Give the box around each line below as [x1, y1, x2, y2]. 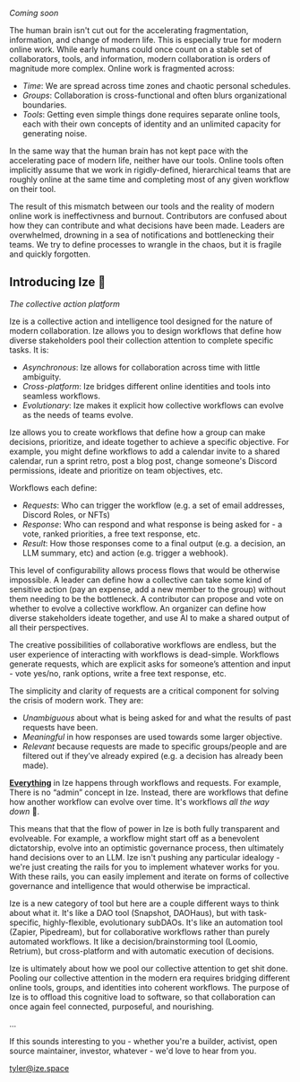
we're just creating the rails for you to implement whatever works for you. [9, 861, 280, 872]
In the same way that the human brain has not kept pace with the [9, 145, 249, 156]
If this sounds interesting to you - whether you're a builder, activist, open [9, 1035, 278, 1046]
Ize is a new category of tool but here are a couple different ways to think [9, 897, 279, 909]
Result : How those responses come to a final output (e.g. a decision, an [21, 537, 287, 548]
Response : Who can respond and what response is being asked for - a [21, 519, 283, 529]
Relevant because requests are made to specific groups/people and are [21, 740, 287, 752]
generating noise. [21, 128, 88, 138]
